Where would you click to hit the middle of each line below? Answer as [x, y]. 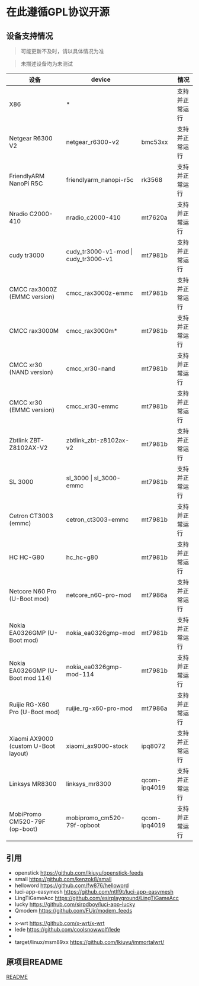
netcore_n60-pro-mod [99, 595]
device [101, 79]
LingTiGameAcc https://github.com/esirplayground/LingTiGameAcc [97, 898]
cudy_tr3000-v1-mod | [99, 251]
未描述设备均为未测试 [46, 64]
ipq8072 [153, 746]
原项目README [35, 962]
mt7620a [154, 218]
